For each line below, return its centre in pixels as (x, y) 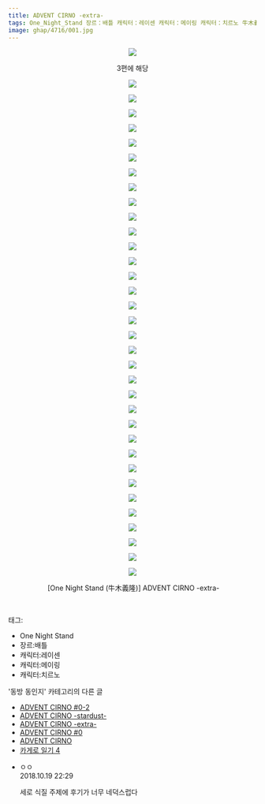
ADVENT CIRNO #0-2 (55, 708)
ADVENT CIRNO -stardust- (63, 716)
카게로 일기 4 (40, 750)
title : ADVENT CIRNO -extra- (56, 15)
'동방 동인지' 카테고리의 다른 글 (56, 692)
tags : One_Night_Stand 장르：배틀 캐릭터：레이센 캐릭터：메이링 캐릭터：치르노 (123, 23)
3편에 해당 (132, 69)
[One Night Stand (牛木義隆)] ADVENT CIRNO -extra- (133, 588)
